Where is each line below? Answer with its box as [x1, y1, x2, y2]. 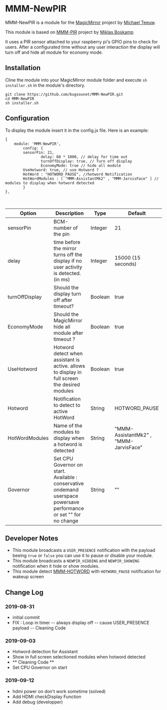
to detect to [53, 402, 81, 408]
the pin [53, 230, 70, 237]
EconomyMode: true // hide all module [40, 163, 121, 168]
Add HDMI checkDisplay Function [12, 694, 82, 700]
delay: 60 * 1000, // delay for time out [40, 154, 128, 159]
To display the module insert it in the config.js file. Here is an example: [5, 127, 149, 133]
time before [53, 238, 81, 245]
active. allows [53, 362, 85, 369]
